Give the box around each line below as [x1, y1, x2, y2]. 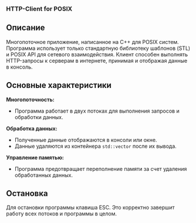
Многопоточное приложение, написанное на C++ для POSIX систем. [6, 38, 179, 45]
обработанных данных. [14, 171, 73, 178]
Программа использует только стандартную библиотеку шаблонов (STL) [6, 45, 191, 52]
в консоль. [6, 63, 33, 70]
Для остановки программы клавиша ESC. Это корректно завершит [6, 204, 175, 211]
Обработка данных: [6, 125, 58, 132]
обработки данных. [14, 113, 63, 120]
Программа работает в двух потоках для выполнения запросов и [14, 107, 180, 114]
